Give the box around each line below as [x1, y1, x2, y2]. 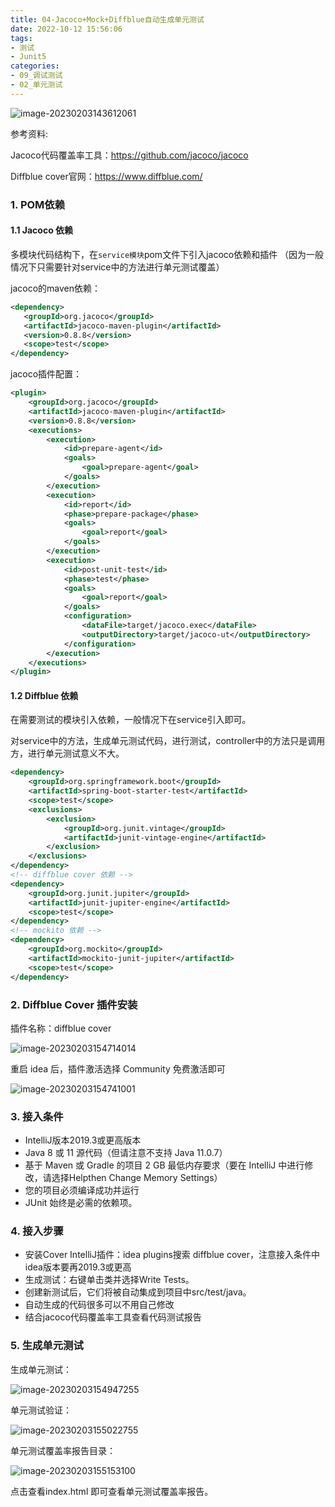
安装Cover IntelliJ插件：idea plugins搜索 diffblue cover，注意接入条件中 [24, 1249, 321, 1261]
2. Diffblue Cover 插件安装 [10, 997, 138, 1011]
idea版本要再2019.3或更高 [24, 1261, 132, 1273]
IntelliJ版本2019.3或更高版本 [24, 1134, 142, 1146]
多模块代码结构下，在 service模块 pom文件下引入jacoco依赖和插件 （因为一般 [10, 248, 325, 260]
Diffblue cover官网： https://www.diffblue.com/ [10, 170, 203, 182]
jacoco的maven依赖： [10, 282, 101, 294]
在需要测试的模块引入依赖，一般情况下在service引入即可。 [10, 714, 252, 726]
